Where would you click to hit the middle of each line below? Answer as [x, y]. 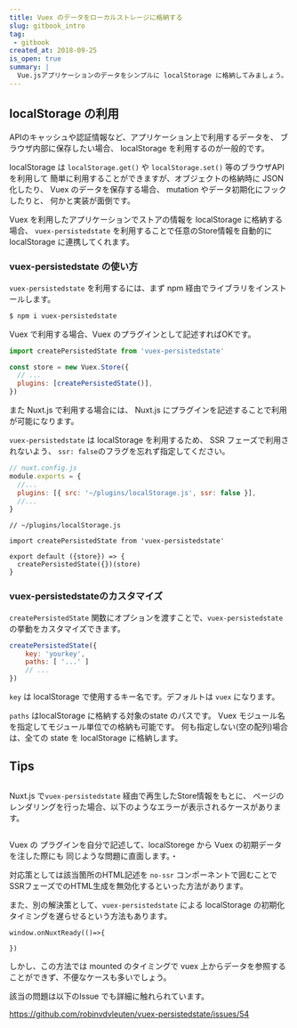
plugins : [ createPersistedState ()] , [85, 384]
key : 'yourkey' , [56, 654]
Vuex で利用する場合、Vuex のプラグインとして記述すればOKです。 [132, 334]
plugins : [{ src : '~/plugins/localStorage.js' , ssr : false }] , [137, 493]
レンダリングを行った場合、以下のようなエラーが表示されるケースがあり [141, 806]
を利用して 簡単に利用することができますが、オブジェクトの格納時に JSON [147, 178]
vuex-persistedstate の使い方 [74, 266]
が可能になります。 [44, 421]
